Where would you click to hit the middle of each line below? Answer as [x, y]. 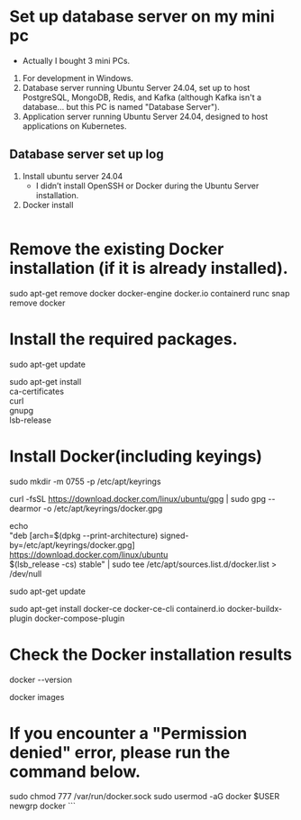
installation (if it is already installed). [149, 268]
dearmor [26, 508]
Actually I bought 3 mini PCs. [76, 60]
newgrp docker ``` [43, 806]
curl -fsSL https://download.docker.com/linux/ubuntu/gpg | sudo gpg [138, 498]
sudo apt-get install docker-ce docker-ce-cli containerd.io [117, 608]
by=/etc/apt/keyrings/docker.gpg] [72, 545]
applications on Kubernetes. [75, 126]
